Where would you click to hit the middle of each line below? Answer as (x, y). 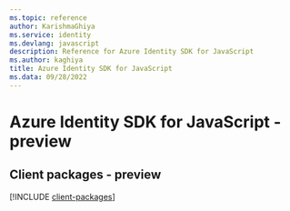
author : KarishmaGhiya (52, 26)
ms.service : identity (50, 35)
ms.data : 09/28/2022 (49, 77)
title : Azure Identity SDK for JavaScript (91, 69)
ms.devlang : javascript (55, 43)
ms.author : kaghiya (46, 60)
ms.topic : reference (49, 18)
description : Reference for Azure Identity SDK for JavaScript (132, 52)
